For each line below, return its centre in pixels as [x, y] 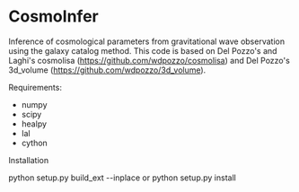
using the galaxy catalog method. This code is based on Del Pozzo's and [143, 50]
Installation [29, 160]
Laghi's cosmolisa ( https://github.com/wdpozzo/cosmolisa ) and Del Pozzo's [149, 60]
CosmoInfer [54, 17]
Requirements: [35, 87]
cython [35, 143]
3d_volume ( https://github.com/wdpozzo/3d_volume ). [107, 70]
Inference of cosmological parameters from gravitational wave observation [146, 41]
